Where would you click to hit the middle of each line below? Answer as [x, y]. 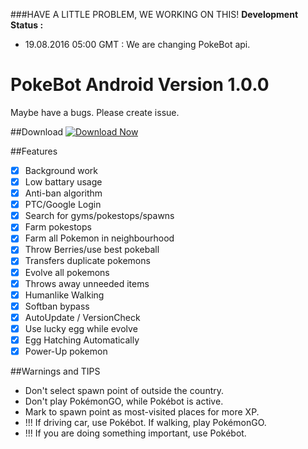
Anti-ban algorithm [63, 193]
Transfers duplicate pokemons [87, 261]
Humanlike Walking [64, 295]
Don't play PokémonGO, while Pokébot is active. [124, 401]
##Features [34, 151]
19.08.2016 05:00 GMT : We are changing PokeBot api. [137, 44]
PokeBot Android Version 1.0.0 [140, 85]
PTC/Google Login [63, 205]
